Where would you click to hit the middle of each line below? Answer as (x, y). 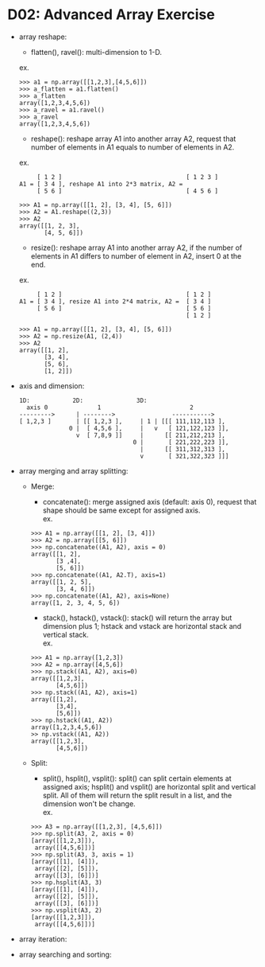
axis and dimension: (52, 386)
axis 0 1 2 (110, 407)
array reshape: (43, 37)
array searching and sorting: (65, 954)
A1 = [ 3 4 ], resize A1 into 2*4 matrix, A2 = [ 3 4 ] (115, 301)
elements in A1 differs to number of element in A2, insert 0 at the (136, 255)
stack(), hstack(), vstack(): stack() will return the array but (137, 618)
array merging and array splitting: (73, 470)
